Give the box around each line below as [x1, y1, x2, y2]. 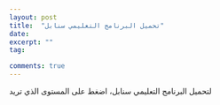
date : [9, 29, 29, 38]
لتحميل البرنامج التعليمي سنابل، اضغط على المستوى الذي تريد [9, 86, 212, 96]
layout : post [9, 12, 58, 22]
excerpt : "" [9, 37, 53, 47]
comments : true [9, 62, 66, 71]
